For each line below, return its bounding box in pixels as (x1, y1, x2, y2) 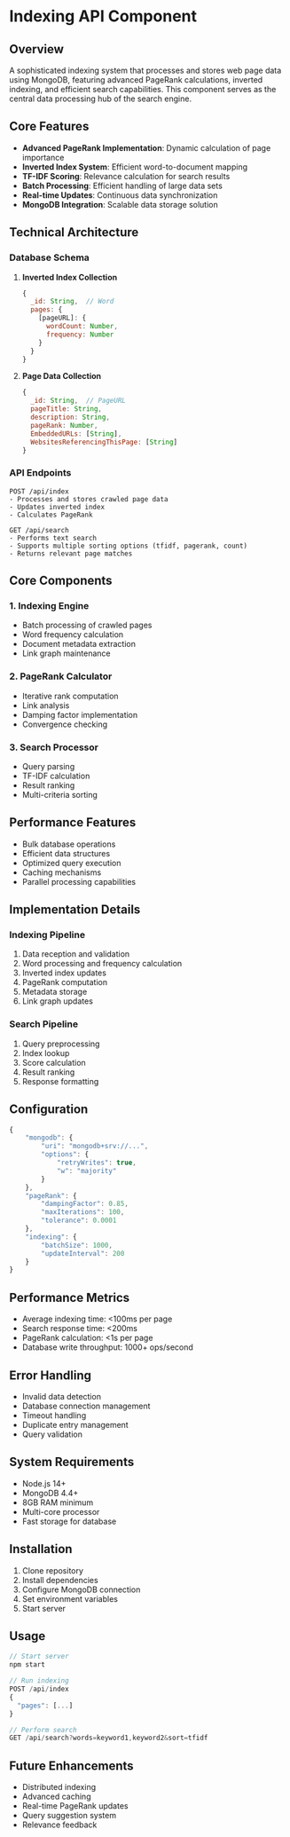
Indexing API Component (9, 6, 198, 27)
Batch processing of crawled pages (21, 619, 153, 631)
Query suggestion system (21, 1810, 117, 1821)
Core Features (9, 119, 90, 134)
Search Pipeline (9, 1018, 78, 1030)
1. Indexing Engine (9, 599, 90, 611)
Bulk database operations (21, 839, 116, 849)
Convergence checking (21, 719, 108, 729)
